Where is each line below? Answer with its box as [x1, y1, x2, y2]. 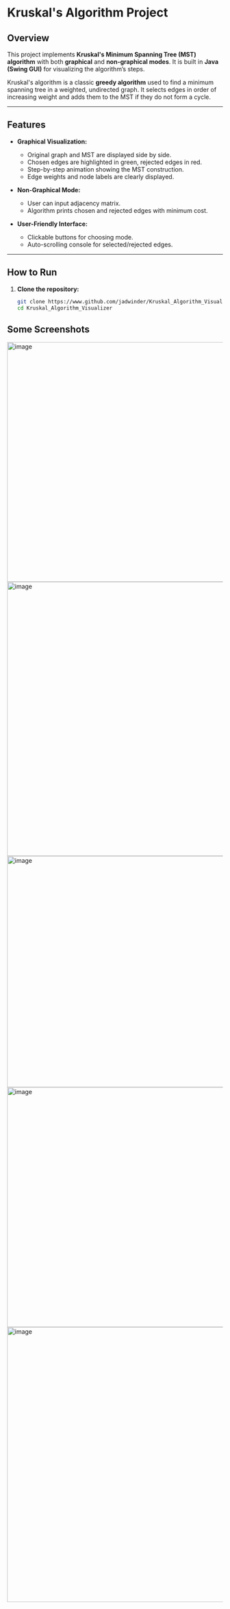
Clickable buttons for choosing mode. [27, 233, 133, 241]
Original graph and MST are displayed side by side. [27, 150, 172, 159]
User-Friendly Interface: [16, 220, 88, 228]
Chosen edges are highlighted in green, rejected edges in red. [27, 158, 203, 166]
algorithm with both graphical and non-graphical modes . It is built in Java [7, 58, 219, 66]
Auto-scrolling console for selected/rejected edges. [27, 240, 173, 248]
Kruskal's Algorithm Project [7, 5, 168, 21]
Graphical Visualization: [16, 137, 88, 146]
